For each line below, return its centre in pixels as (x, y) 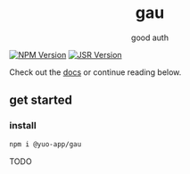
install (23, 126)
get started (41, 100)
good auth (150, 37)
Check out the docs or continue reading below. (95, 72)
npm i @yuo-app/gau (45, 144)
